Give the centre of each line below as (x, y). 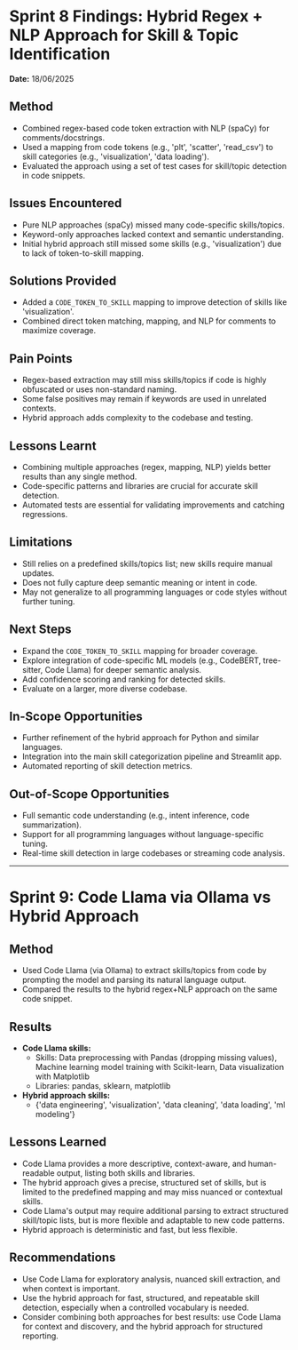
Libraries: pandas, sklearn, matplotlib (103, 1086)
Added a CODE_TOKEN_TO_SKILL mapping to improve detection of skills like (154, 302)
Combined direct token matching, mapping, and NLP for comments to (149, 321)
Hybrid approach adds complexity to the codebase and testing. (137, 418)
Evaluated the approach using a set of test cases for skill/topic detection (154, 165)
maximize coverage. (59, 331)
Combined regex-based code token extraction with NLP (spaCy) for (145, 128)
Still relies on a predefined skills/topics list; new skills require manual (147, 563)
